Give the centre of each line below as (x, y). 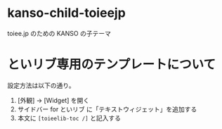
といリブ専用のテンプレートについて (112, 64)
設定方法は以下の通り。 (41, 85)
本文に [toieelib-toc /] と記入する (69, 118)
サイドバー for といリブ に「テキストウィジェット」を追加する (107, 109)
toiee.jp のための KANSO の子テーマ (59, 33)
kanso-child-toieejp (67, 13)
